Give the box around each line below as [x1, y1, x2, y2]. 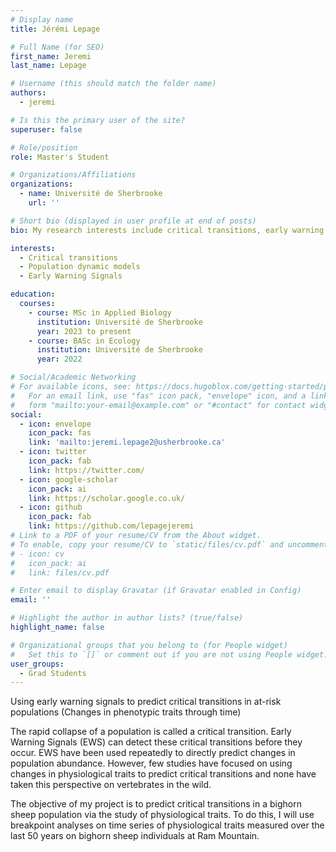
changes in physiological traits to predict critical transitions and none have [10, 768, 317, 780]
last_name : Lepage [10, 61, 87, 71]
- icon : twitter [19, 447, 87, 457]
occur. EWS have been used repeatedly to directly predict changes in [10, 747, 296, 759]
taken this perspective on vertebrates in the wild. [10, 779, 212, 791]
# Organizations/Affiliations [10, 170, 137, 180]
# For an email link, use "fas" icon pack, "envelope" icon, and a [10, 391, 307, 401]
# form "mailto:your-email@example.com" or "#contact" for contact [10, 400, 307, 410]
